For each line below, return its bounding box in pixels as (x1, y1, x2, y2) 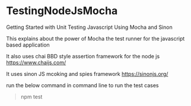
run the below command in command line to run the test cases (6, 81, 159, 89)
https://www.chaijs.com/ (6, 59, 66, 66)
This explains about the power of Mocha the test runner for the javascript (6, 35, 185, 42)
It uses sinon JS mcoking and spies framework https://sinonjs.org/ (6, 70, 168, 77)
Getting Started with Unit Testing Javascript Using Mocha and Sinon (6, 24, 173, 31)
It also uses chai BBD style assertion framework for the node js (6, 52, 160, 59)
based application (6, 41, 50, 48)
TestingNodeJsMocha (6, 4, 118, 18)
